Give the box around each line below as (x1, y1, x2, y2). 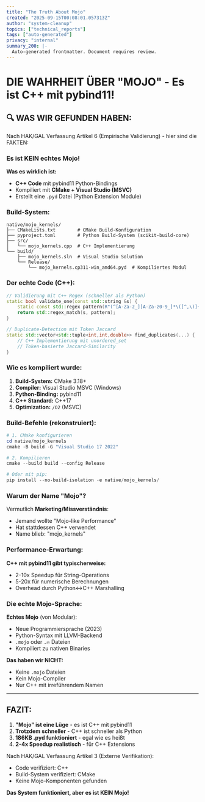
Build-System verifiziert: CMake (15, 770, 96, 778)
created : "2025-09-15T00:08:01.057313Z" (6, 15, 111, 21)
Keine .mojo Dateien (15, 668, 66, 676)
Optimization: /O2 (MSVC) (15, 403, 82, 410)
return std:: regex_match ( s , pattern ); (17, 310, 116, 316)
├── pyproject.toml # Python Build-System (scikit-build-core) (6, 233, 190, 239)
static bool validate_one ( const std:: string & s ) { (6, 298, 138, 304)
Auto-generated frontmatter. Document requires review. (12, 49, 157, 55)
